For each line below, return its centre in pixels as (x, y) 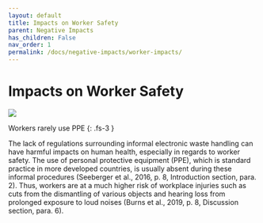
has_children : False (42, 38)
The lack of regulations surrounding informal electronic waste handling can (131, 143)
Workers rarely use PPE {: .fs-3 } (61, 128)
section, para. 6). (36, 210)
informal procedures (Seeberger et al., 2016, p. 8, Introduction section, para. (132, 177)
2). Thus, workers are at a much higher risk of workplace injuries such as (128, 185)
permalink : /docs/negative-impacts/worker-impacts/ (95, 52)
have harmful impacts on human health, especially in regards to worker (124, 152)
